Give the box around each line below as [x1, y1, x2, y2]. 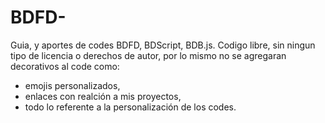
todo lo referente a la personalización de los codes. [24, 101, 237, 113]
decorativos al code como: [10, 60, 120, 72]
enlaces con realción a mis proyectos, [24, 90, 182, 102]
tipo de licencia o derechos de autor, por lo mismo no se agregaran [10, 49, 287, 61]
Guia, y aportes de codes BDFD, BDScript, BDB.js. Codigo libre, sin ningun [10, 39, 316, 51]
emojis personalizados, [24, 79, 121, 91]
